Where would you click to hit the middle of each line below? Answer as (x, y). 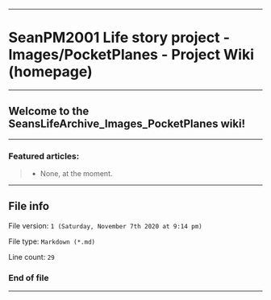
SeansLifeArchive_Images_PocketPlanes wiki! (127, 124)
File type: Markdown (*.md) (52, 241)
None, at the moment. (76, 174)
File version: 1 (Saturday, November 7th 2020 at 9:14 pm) (106, 225)
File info (29, 206)
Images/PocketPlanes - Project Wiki (131, 55)
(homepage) (50, 72)
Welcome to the (49, 111)
